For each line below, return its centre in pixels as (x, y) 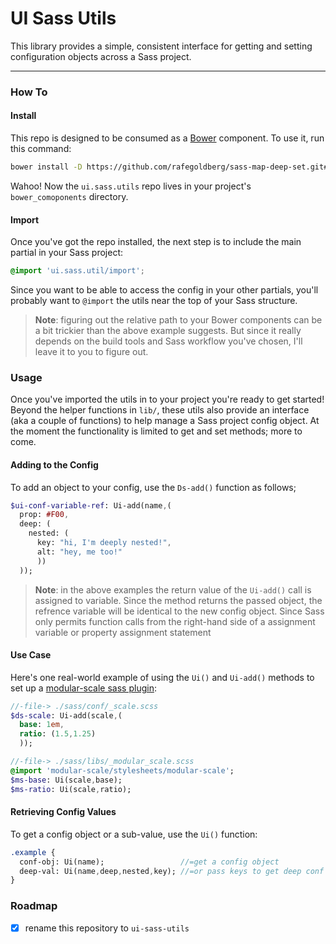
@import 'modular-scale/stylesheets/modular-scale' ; (122, 770)
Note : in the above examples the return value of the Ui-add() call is (173, 589)
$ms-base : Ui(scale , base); (66, 780)
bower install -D (46, 167)
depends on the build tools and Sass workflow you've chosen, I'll (168, 341)
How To (29, 92)
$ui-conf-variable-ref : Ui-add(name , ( (91, 505)
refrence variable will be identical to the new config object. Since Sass (179, 611)
